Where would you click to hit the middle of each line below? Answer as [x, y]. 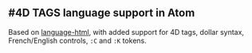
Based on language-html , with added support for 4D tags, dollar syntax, [126, 32]
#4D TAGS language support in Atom [102, 13]
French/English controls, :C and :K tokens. [77, 40]
